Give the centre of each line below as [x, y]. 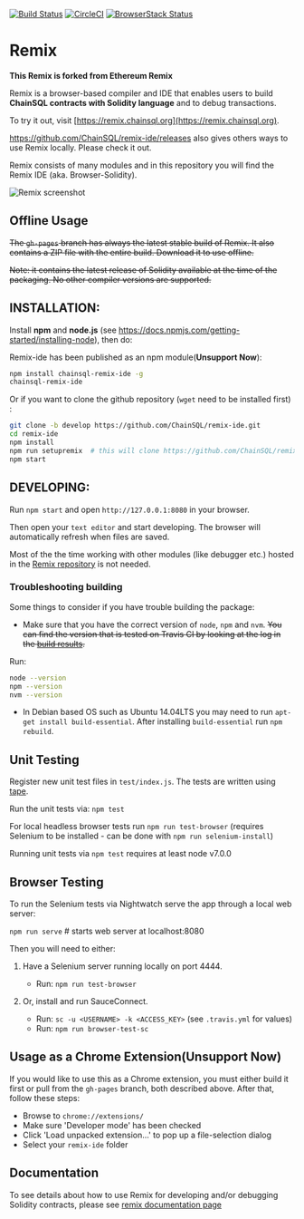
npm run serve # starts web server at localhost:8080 [107, 931]
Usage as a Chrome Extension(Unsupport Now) [146, 1057]
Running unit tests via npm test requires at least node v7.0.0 [121, 854]
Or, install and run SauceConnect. [85, 1001]
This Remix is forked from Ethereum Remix [91, 75]
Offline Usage [49, 221]
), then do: [113, 339]
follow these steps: [44, 1098]
